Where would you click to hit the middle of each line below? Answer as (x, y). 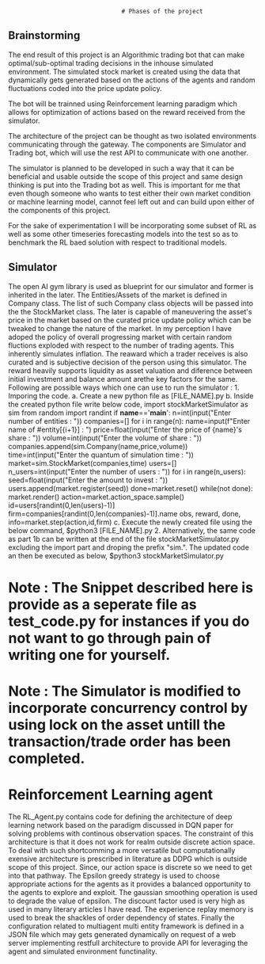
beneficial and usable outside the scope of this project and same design (126, 176)
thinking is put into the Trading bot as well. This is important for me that (124, 185)
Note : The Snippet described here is (131, 587)
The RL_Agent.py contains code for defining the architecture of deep (120, 817)
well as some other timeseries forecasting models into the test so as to (123, 234)
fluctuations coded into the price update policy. (85, 88)
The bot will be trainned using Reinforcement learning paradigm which (123, 104)
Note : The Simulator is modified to (125, 691)
